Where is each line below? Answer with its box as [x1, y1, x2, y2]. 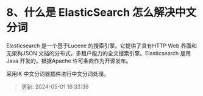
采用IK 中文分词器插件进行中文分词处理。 [6, 70, 110, 77]
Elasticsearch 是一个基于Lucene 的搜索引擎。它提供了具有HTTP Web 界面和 [6, 42, 197, 49]
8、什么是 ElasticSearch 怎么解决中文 [6, 5, 197, 19]
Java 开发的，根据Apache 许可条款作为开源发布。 [6, 57, 132, 64]
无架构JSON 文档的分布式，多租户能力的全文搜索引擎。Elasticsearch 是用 [6, 49, 191, 57]
